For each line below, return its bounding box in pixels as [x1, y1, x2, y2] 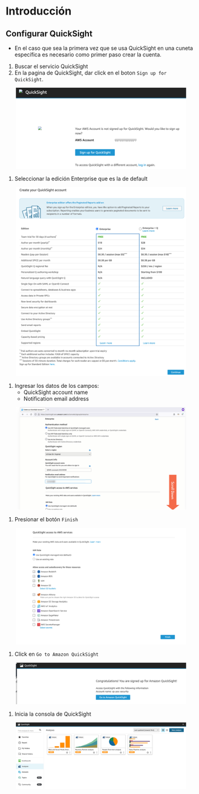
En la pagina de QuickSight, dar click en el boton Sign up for [14, 69, 167, 76]
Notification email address [23, 395, 89, 402]
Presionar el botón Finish [14, 516, 78, 523]
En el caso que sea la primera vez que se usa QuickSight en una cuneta [14, 44, 193, 52]
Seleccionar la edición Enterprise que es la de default [14, 175, 148, 182]
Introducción [5, 4, 72, 18]
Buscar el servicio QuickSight [14, 63, 88, 70]
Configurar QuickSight [5, 29, 93, 39]
